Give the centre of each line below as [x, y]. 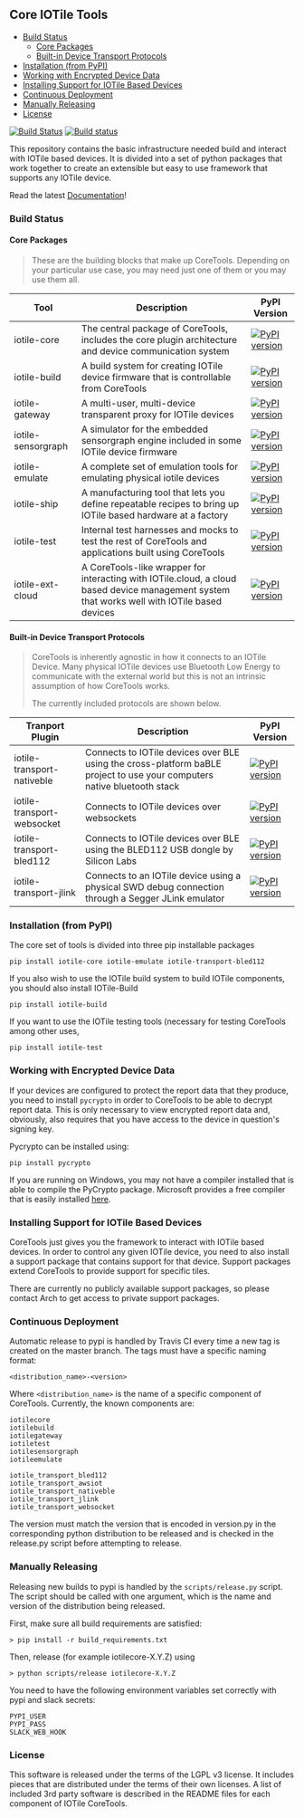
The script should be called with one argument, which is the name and [140, 1596]
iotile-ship [36, 503]
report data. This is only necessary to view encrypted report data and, [140, 1109]
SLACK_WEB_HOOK [38, 1732]
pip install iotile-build [58, 1005]
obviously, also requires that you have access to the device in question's [145, 1119]
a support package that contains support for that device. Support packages [150, 1261]
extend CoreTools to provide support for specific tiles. [110, 1271]
